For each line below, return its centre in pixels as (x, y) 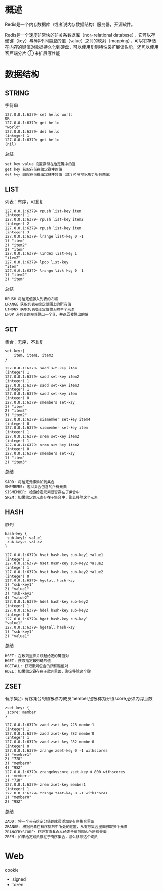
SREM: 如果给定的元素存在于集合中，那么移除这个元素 (52, 497)
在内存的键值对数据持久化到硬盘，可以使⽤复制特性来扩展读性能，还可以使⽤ (82, 47)
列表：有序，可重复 (24, 202)
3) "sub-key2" (19, 593)
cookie (12, 870)
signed (19, 879)
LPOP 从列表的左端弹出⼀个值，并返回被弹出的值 (47, 314)
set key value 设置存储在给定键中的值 (40, 164)
